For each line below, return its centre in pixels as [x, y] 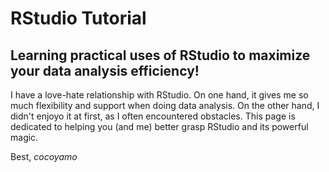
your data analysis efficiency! [105, 70]
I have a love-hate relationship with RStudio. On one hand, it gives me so [159, 95]
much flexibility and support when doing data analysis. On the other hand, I [165, 105]
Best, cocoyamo [44, 156]
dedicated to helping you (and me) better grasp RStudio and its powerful [159, 126]
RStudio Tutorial [78, 18]
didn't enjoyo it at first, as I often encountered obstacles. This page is [153, 116]
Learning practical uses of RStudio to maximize [160, 55]
